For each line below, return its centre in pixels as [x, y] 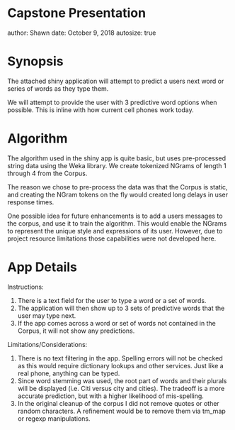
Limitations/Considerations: [47, 344]
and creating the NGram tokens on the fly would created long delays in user [118, 194]
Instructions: [25, 287]
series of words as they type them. [58, 88]
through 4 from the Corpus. [47, 173]
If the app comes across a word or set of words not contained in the [116, 323]
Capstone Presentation [77, 13]
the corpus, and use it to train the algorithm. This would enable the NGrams [117, 223]
